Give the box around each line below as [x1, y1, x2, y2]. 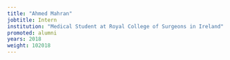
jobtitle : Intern [7, 17, 57, 23]
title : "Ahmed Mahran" [7, 10, 73, 17]
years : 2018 [7, 36, 41, 43]
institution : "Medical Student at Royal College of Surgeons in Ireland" [7, 23, 224, 30]
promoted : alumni [7, 29, 57, 37]
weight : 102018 [7, 42, 51, 49]
